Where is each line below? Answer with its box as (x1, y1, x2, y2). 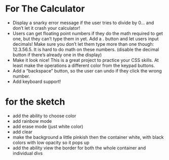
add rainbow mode (12, 118, 52, 124)
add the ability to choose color (12, 113, 76, 119)
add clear (12, 129, 33, 135)
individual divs (12, 150, 43, 156)
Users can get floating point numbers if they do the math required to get (12, 30, 163, 36)
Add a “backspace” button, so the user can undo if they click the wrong (12, 67, 162, 73)
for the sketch (5, 96, 65, 108)
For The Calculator (5, 3, 85, 15)
